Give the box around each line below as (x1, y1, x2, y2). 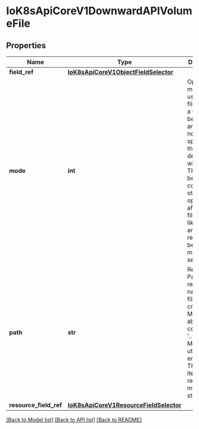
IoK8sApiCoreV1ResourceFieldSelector (68, 401, 182, 409)
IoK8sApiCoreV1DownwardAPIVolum (6, 4, 192, 18)
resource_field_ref (9, 401, 62, 409)
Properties (6, 40, 46, 50)
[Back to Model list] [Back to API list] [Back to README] (6, 417, 142, 423)
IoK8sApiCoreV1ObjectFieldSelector (68, 68, 174, 76)
